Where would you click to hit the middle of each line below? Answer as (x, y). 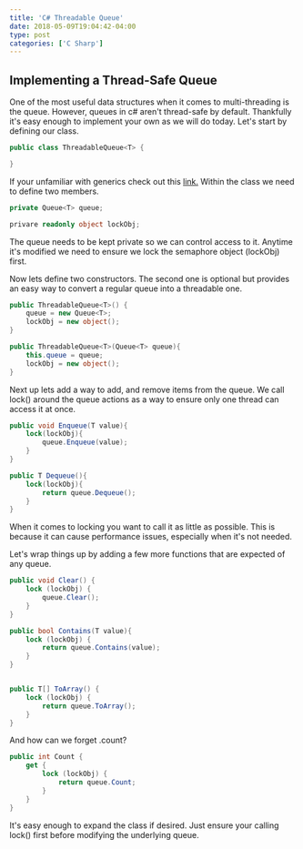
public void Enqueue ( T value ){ (69, 425)
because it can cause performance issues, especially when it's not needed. (151, 537)
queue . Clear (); (71, 598)
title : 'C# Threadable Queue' (67, 18)
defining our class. (44, 131)
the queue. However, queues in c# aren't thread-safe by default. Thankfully (151, 112)
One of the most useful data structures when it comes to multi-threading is (149, 102)
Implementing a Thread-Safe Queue (114, 80)
